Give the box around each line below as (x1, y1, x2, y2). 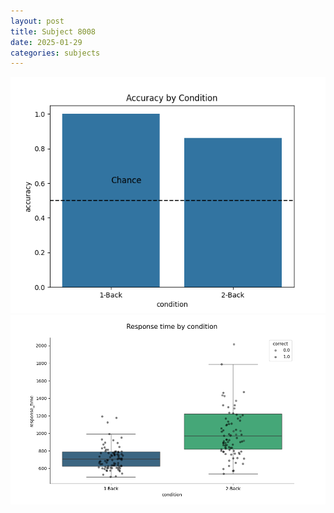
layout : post (10, 16, 65, 26)
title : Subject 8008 (10, 26, 97, 37)
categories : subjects (10, 48, 101, 58)
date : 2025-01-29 (10, 37, 83, 47)
